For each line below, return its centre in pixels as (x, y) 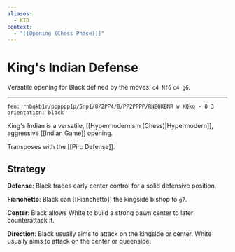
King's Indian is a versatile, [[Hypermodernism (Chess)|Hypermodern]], (110, 126)
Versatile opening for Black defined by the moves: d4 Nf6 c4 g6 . (99, 87)
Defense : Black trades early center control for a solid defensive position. (112, 185)
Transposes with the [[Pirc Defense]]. (61, 147)
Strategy (27, 169)
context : (20, 27)
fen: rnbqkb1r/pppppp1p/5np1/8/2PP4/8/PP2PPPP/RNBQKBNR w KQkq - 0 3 (111, 107)
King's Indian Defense (73, 68)
